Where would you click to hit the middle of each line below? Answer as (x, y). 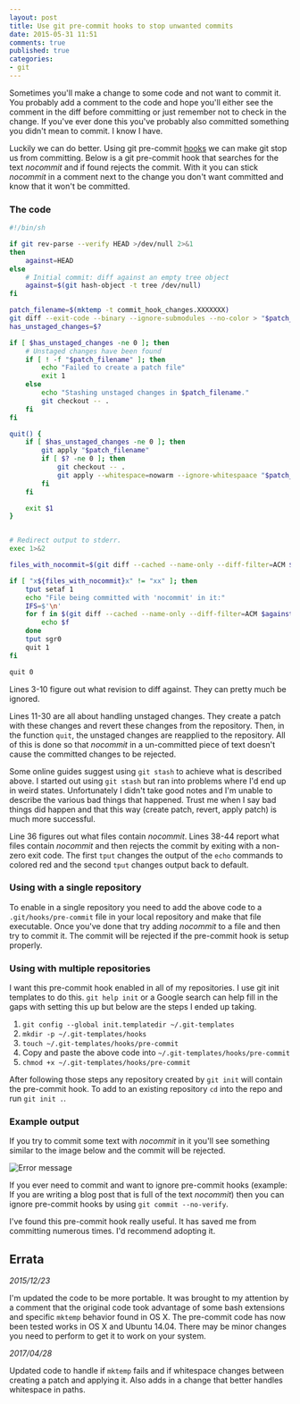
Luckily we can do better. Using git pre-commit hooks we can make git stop (148, 148)
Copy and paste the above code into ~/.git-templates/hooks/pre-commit (156, 1053)
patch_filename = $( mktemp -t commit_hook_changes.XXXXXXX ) (119, 310)
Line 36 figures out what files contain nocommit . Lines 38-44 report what (144, 836)
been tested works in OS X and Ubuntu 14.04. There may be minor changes (148, 1327)
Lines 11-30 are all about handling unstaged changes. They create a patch (145, 715)
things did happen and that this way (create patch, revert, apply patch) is (143, 809)
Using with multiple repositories (80, 968)
